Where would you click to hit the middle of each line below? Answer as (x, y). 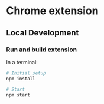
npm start (18, 95)
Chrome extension (52, 11)
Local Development (43, 33)
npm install (21, 79)
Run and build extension (42, 50)
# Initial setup (26, 73)
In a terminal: (22, 62)
